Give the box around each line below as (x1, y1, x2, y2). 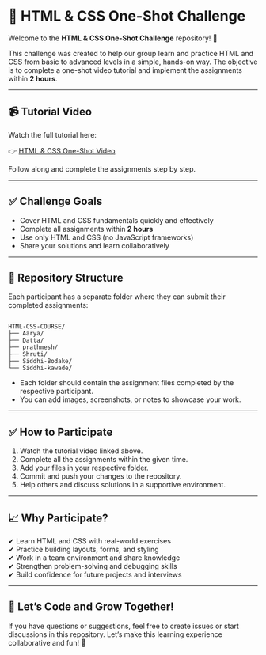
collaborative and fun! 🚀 (8, 638, 86, 647)
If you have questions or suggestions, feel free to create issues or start (8, 621, 239, 630)
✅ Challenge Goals (8, 195, 103, 208)
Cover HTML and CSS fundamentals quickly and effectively (19, 215, 214, 225)
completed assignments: (8, 301, 89, 310)
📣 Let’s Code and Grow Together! (8, 600, 174, 614)
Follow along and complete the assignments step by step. (8, 164, 196, 173)
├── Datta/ (8, 336, 44, 345)
